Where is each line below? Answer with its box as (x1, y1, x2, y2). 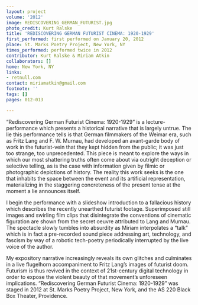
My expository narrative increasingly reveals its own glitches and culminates (6, 254, 192, 261)
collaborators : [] (6, 58, 51, 64)
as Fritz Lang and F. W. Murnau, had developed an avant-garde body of (6, 137, 180, 144)
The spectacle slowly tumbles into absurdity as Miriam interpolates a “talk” (6, 224, 188, 231)
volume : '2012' (6, 14, 44, 20)
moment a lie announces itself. (6, 187, 81, 194)
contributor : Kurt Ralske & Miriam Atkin (6, 53, 110, 59)
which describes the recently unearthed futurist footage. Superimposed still (6, 205, 191, 212)
